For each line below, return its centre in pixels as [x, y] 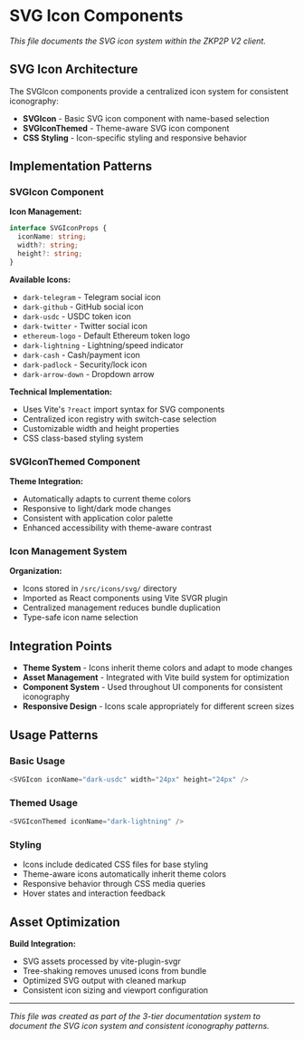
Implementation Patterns [81, 166]
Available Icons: [40, 279]
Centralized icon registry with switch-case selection [119, 419]
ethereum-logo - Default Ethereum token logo [106, 335]
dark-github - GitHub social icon [83, 306]
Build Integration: [43, 944]
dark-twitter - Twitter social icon [85, 326]
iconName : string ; [52, 237]
